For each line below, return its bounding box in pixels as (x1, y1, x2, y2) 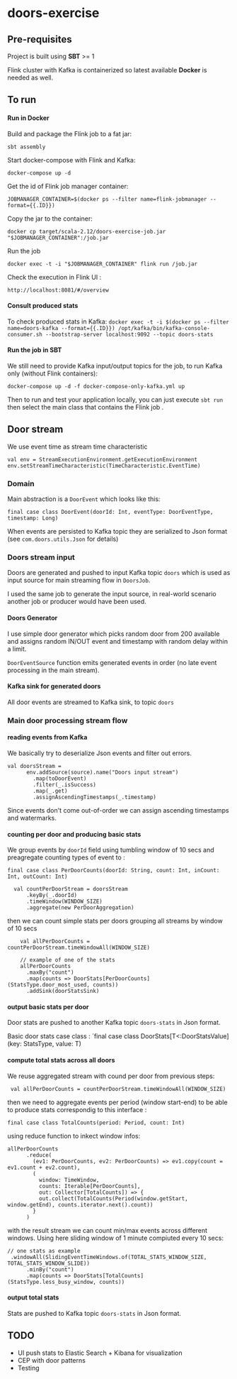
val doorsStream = (7, 762, 62, 769)
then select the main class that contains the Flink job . (7, 403, 164, 411)
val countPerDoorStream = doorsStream (13, 886, 129, 893)
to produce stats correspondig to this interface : (7, 1105, 147, 1114)
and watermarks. (7, 813, 57, 822)
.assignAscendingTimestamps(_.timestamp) (33, 793, 157, 801)
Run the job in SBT (7, 346, 62, 354)
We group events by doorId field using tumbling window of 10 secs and (7, 846, 214, 855)
